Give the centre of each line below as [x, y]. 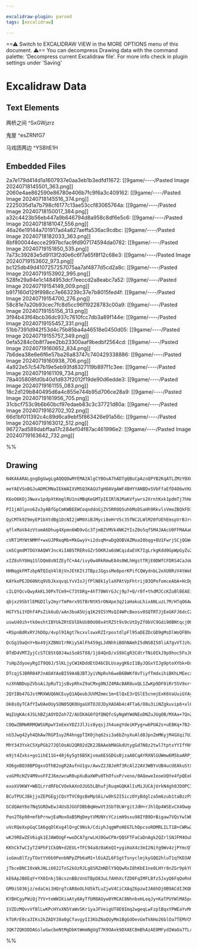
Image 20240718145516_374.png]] [47, 199]
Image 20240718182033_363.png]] [48, 236]
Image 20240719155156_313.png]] [47, 311]
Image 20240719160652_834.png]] [48, 349]
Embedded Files [36, 166]
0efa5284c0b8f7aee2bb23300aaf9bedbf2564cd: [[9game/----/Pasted [92, 342]
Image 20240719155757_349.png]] [47, 336]
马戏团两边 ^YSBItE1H [32, 148]
